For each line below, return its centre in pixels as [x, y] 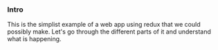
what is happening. [34, 39]
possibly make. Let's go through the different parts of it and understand [109, 32]
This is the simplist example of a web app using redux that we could [104, 25]
